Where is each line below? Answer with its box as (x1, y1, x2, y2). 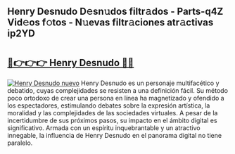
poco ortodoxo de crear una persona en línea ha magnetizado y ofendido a (7, 94, 224, 102)
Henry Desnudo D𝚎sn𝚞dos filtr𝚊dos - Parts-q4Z (7, 6, 224, 18)
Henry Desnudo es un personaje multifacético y (80, 79, 220, 87)
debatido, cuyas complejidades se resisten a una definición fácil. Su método (7, 86, 229, 94)
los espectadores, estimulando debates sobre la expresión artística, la (7, 101, 210, 110)
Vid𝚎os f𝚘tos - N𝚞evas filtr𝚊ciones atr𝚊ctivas (7, 17, 214, 29)
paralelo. (7, 139, 33, 147)
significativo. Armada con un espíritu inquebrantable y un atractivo (7, 124, 201, 132)
